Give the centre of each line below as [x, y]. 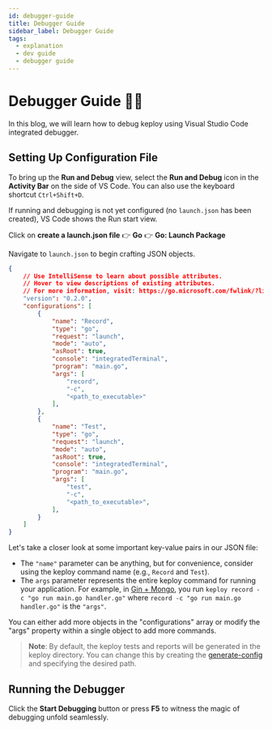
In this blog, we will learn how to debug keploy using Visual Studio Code [128, 123]
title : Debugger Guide [47, 23]
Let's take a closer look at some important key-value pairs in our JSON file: [134, 548]
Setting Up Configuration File [83, 158]
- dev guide [36, 53]
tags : [17, 38]
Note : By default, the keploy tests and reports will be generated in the [144, 647]
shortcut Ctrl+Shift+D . [46, 194]
